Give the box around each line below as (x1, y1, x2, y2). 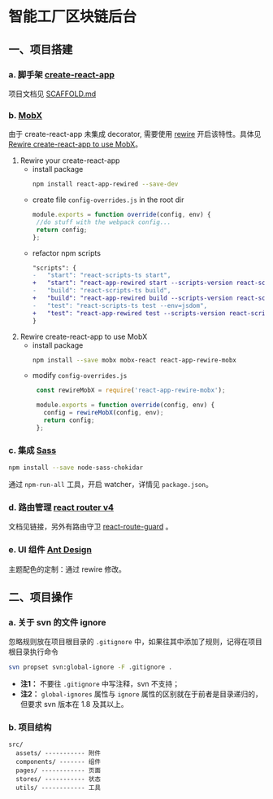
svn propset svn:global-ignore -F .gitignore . (8, 663, 173, 672)
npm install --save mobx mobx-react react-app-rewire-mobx (32, 356, 237, 364)
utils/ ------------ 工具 (15, 784, 102, 792)
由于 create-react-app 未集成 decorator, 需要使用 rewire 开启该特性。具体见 (8, 130, 262, 139)
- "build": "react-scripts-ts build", (32, 287, 171, 295)
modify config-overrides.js (32, 371, 128, 380)
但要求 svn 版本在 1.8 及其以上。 (19, 700, 128, 709)
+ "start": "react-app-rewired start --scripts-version (32, 279, 233, 288)
